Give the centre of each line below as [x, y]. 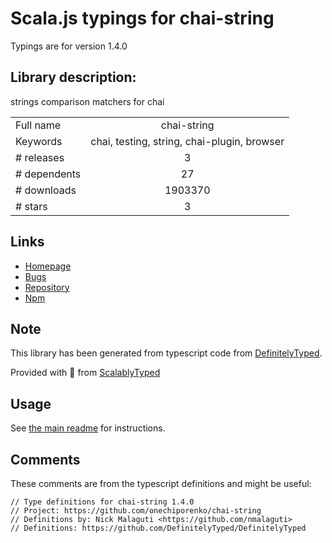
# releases [40, 157]
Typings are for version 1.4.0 [69, 46]
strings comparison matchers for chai [87, 101]
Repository [47, 287]
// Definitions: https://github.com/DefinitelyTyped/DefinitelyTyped [158, 528]
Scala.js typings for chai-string [142, 18]
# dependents [48, 174]
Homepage [48, 266]
